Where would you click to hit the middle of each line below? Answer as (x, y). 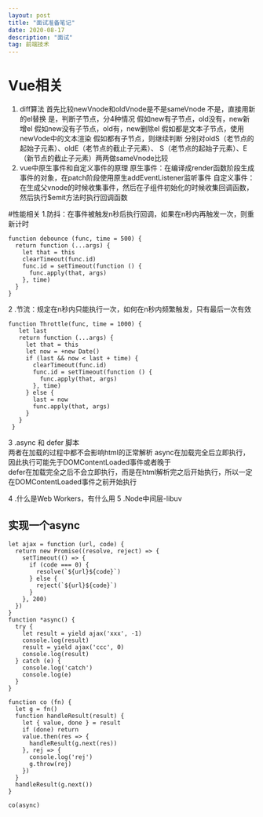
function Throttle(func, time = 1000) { (75, 324)
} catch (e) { (38, 661)
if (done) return (51, 729)
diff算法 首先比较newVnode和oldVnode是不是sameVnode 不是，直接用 (134, 109)
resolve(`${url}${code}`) (79, 571)
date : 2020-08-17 (37, 30)
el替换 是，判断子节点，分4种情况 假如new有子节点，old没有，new (135, 119)
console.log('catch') (57, 668)
